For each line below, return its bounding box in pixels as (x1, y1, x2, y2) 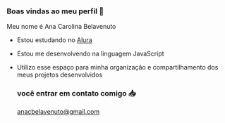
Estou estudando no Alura (16, 36, 92, 44)
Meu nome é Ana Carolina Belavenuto (6, 22, 116, 31)
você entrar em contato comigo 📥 (16, 89, 136, 98)
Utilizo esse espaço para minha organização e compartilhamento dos (16, 63, 219, 72)
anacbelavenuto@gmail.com (16, 107, 100, 115)
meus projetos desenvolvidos (16, 70, 103, 79)
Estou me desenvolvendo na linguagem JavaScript (16, 49, 164, 58)
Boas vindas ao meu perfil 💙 (6, 6, 104, 16)
